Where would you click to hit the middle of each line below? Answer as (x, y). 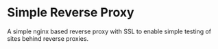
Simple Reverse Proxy (71, 13)
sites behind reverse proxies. (48, 38)
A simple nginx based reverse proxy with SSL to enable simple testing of (109, 31)
